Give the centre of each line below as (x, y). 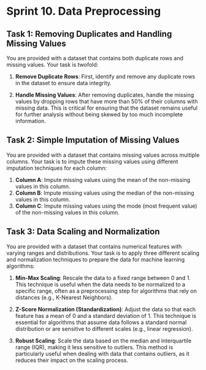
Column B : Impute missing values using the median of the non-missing (105, 193)
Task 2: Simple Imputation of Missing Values (93, 140)
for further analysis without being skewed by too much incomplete (99, 114)
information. (30, 121)
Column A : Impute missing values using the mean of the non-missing (103, 179)
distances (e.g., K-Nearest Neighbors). (64, 297)
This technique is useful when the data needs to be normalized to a (100, 284)
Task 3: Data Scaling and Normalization (83, 232)
